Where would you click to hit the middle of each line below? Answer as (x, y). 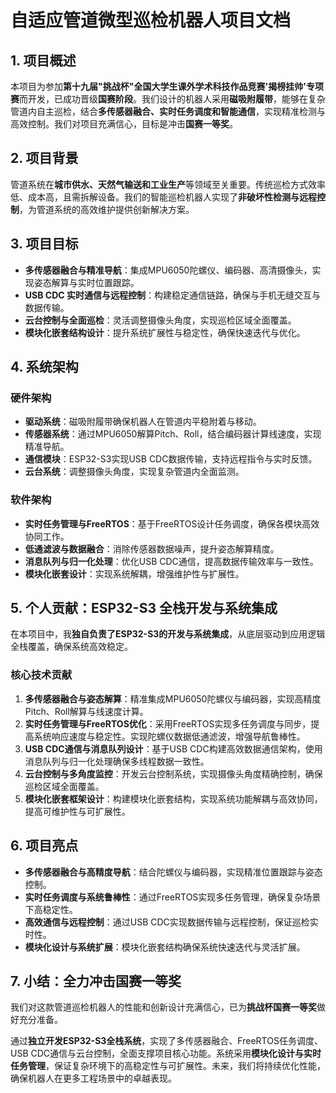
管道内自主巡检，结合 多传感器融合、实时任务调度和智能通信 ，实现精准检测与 (168, 111)
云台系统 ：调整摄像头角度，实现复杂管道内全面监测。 (134, 472)
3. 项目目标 (44, 244)
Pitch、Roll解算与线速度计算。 (86, 711)
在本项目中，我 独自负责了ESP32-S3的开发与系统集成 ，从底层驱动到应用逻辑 (168, 634)
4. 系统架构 (44, 367)
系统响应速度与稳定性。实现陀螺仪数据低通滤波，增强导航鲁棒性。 (169, 736)
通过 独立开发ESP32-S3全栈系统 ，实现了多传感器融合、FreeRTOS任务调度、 (166, 1041)
